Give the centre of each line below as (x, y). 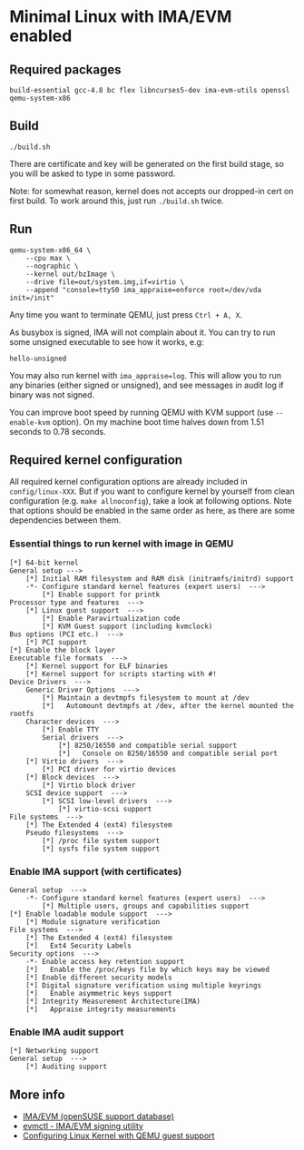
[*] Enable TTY (71, 729)
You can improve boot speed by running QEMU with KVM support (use (142, 412)
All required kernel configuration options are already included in (128, 482)
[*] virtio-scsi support (105, 809)
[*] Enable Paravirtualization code (111, 618)
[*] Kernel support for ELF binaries (97, 666)
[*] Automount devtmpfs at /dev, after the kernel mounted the (168, 705)
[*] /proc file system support (101, 840)
